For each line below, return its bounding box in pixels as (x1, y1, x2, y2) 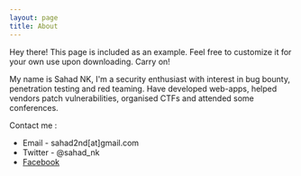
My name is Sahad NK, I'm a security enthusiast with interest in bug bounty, (9, 73, 291, 84)
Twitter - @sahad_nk (22, 146, 100, 158)
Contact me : (9, 119, 58, 131)
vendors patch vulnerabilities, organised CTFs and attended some (9, 92, 255, 104)
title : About (9, 22, 59, 31)
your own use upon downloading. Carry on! (9, 56, 171, 67)
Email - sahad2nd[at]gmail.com (22, 137, 140, 148)
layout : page (9, 13, 59, 23)
